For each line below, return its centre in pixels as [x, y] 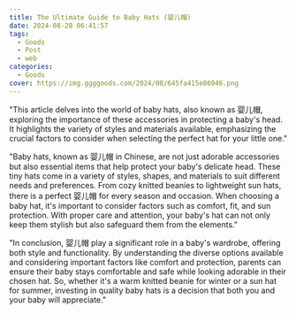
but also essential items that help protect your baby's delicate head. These [145, 166]
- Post [29, 50]
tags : [19, 34]
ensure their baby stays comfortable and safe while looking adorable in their [148, 272]
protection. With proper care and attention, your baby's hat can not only [140, 215]
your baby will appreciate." [58, 299]
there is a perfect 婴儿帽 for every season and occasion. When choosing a [144, 195]
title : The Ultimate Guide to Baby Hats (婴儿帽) [100, 17]
